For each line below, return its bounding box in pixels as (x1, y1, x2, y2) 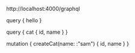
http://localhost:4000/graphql (6, 5, 80, 12)
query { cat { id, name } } (6, 28, 68, 36)
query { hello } (6, 17, 42, 23)
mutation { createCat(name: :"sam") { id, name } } (6, 40, 130, 47)
